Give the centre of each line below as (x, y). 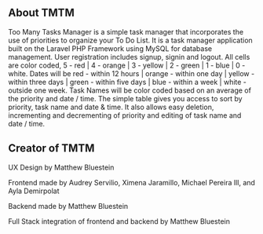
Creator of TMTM (51, 148)
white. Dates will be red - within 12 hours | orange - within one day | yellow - (131, 73)
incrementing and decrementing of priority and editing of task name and (125, 115)
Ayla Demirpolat (34, 191)
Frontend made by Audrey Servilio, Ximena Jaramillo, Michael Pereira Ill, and (131, 182)
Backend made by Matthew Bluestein (68, 206)
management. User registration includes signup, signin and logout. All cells (129, 57)
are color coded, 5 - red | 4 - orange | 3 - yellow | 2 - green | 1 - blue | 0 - (127, 65)
